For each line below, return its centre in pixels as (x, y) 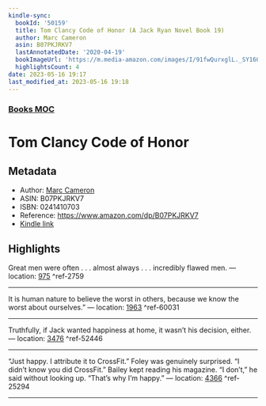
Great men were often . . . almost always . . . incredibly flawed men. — (122, 268)
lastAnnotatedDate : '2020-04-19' (70, 52)
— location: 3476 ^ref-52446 (55, 339)
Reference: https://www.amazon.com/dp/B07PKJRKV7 (109, 215)
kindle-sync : (30, 15)
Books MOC (32, 109)
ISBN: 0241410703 (50, 207)
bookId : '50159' (42, 23)
